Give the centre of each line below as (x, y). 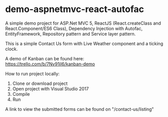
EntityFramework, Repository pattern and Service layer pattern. (70, 34)
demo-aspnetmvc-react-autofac (75, 9)
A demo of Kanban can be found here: (45, 58)
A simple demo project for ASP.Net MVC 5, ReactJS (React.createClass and (83, 23)
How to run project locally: (33, 73)
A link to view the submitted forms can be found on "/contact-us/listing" (79, 109)
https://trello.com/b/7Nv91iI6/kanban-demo (50, 64)
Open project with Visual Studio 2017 (51, 88)
